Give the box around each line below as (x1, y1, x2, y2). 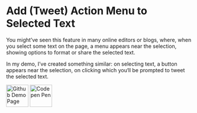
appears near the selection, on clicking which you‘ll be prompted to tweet (6, 66, 185, 73)
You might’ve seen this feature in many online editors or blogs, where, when (6, 36, 192, 43)
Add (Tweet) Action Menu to (6, 4, 148, 18)
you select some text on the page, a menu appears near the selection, (6, 43, 177, 50)
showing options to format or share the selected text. (6, 49, 135, 56)
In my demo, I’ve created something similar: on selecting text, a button (6, 60, 177, 67)
